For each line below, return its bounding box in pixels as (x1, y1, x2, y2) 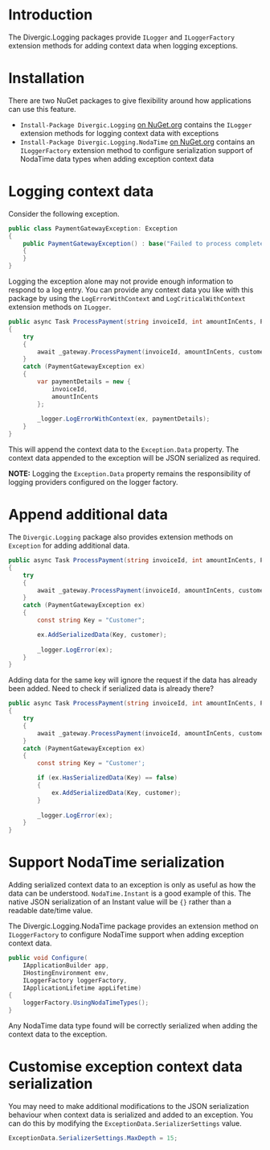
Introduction (8, 6, 93, 24)
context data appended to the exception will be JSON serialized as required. (8, 453, 261, 463)
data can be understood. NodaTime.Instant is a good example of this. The (8, 888, 252, 899)
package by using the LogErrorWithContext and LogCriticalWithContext (8, 294, 246, 304)
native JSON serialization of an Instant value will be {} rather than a (8, 897, 231, 907)
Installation (8, 69, 85, 88)
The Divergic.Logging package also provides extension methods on (8, 532, 233, 541)
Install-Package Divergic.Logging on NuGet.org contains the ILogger (19, 119, 252, 130)
